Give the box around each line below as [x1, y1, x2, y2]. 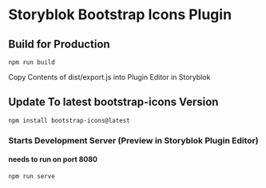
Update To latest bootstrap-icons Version [8, 96, 219, 109]
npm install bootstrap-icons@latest [8, 116, 130, 124]
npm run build [8, 58, 56, 66]
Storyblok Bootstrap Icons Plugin [8, 6, 232, 24]
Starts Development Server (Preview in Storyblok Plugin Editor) [8, 135, 259, 146]
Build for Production [8, 37, 110, 51]
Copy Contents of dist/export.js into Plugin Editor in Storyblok [8, 72, 211, 81]
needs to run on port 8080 [8, 155, 98, 164]
